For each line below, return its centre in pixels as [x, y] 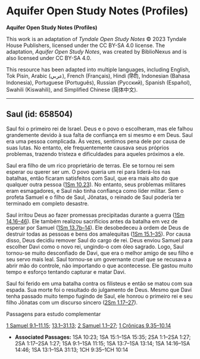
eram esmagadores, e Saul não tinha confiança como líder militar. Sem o [95, 191]
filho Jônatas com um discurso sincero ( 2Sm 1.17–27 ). [72, 302]
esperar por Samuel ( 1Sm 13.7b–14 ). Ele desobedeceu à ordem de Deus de [98, 227]
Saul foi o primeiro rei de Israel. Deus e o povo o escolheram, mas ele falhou [100, 129]
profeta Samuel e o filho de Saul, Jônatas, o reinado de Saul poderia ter [94, 197]
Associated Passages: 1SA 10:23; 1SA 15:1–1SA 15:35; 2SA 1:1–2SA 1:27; [103, 337]
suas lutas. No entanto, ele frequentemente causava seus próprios [88, 148]
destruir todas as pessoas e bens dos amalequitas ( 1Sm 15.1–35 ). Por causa [99, 234]
